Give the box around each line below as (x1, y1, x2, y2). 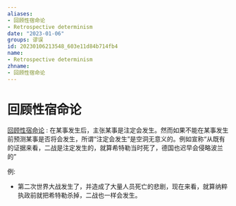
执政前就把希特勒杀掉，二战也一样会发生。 (17, 191, 142, 200)
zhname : (7, 63, 30, 70)
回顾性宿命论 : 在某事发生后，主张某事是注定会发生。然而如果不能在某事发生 (7, 126, 229, 134)
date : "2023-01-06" (7, 30, 65, 37)
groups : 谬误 (7, 37, 44, 44)
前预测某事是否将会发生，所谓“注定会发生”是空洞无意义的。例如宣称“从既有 (7, 135, 225, 143)
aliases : (7, 10, 33, 18)
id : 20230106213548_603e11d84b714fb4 (7, 43, 118, 50)
